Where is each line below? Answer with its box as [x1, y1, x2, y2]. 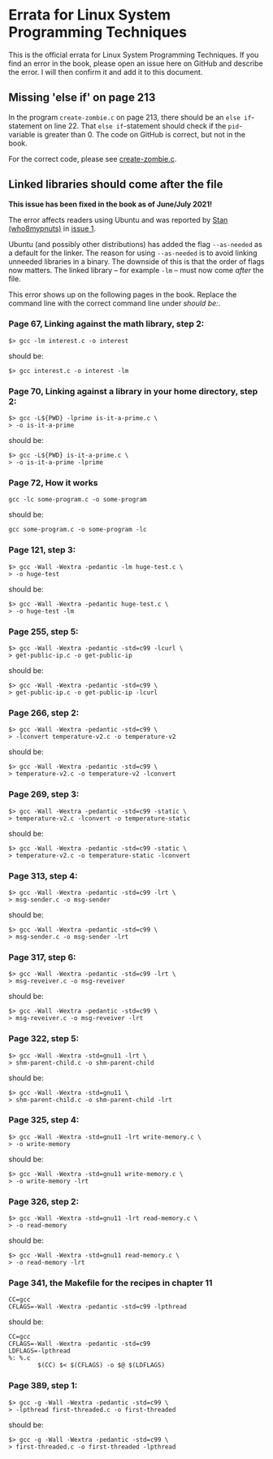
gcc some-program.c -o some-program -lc [8, 526, 148, 534]
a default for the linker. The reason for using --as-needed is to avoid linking [8, 248, 258, 258]
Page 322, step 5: [8, 1033, 80, 1044]
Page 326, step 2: [8, 1196, 80, 1207]
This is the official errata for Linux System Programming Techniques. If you [8, 50, 259, 59]
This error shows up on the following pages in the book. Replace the [8, 289, 237, 299]
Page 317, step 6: [8, 951, 76, 962]
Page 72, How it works [8, 477, 98, 489]
